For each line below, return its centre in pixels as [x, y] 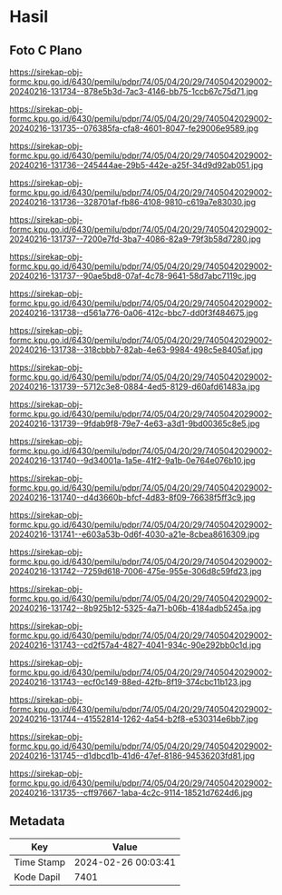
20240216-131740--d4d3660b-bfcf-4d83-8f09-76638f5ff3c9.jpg [132, 497]
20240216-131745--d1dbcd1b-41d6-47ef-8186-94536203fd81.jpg [132, 756]
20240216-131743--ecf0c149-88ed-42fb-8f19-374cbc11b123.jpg [131, 682]
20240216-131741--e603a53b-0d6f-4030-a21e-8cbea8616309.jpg [135, 534]
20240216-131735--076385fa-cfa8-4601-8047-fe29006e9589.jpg [134, 128]
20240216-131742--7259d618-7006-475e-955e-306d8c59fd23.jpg [136, 571]
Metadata [37, 821]
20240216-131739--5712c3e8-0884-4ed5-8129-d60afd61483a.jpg [135, 387]
